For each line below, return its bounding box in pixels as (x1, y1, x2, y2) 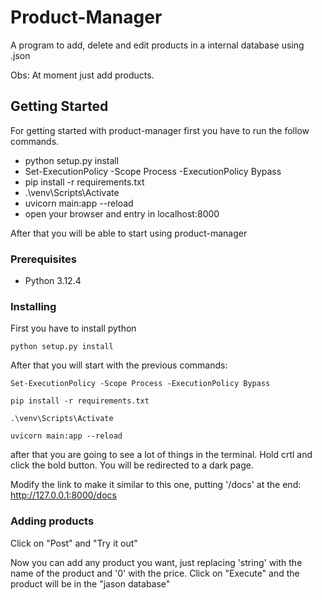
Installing (10, 299, 57, 313)
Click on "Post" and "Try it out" (10, 537, 138, 549)
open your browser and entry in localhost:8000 (24, 207, 220, 220)
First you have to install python (10, 322, 137, 335)
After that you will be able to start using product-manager (10, 227, 248, 239)
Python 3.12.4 (24, 275, 82, 287)
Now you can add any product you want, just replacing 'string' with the (10, 556, 303, 568)
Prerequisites (10, 252, 77, 266)
